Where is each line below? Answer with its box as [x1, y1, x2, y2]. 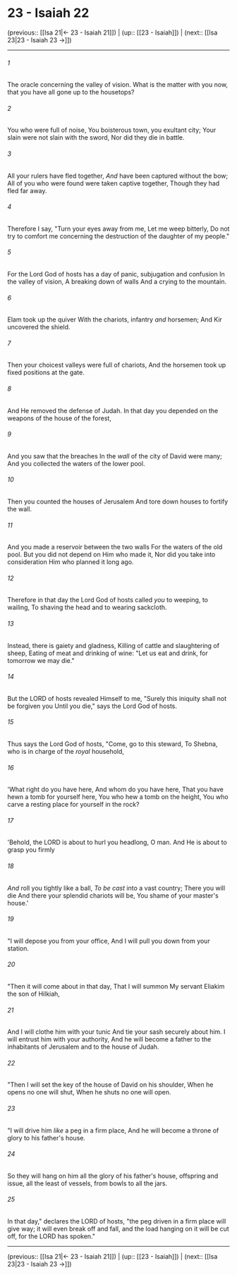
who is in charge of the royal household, [7, 747, 125, 755]
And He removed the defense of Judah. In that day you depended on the [7, 406, 219, 415]
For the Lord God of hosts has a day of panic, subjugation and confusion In [7, 269, 225, 278]
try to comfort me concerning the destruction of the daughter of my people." [7, 231, 230, 240]
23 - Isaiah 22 [7, 5, 90, 21]
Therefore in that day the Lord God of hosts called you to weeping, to [7, 596, 208, 604]
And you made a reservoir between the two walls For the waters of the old [7, 543, 223, 551]
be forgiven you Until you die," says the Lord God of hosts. [7, 702, 178, 710]
